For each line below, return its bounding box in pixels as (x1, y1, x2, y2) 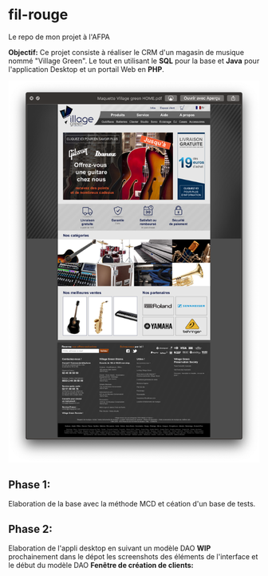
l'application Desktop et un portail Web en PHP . (8, 64, 165, 73)
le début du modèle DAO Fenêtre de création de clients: (8, 561, 194, 570)
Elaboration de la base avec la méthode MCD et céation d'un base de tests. (8, 499, 256, 509)
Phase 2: (8, 522, 53, 536)
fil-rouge (8, 6, 69, 24)
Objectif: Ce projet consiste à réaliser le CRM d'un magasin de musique (8, 47, 245, 57)
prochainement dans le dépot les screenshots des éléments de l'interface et (8, 552, 258, 562)
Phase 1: (8, 478, 51, 491)
